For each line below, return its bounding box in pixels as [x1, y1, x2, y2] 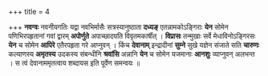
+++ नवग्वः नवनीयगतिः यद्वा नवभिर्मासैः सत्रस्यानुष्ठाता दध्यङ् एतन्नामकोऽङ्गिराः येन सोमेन [8, 22, 229, 31]
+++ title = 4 [8, 7, 51, 16]
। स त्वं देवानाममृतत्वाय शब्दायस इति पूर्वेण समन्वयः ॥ [8, 58, 140, 67]
